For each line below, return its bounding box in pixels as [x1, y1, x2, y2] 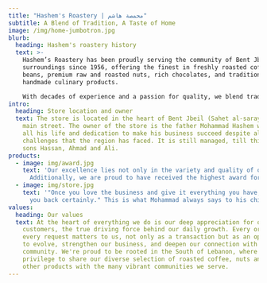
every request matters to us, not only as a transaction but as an [22, 233, 250, 241]
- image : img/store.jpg [15, 181, 94, 189]
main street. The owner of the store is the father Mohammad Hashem [22, 122, 254, 130]
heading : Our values [15, 211, 83, 219]
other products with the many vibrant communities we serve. [22, 262, 229, 270]
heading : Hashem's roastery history [15, 41, 137, 49]
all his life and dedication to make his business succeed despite [22, 130, 250, 138]
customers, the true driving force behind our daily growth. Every [22, 226, 250, 234]
